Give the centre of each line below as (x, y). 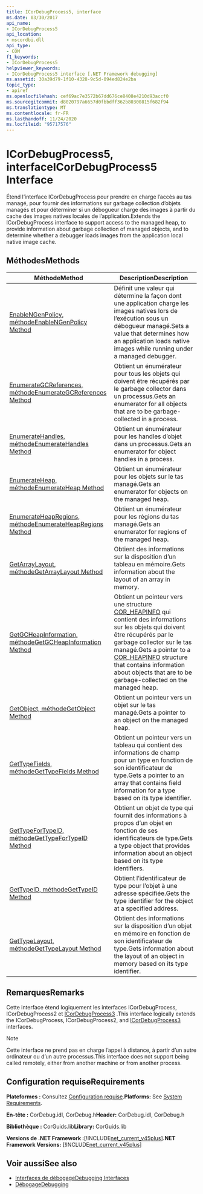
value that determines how (152, 333)
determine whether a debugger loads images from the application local (95, 235)
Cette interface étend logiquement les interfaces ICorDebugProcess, (92, 1007)
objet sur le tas (135, 704)
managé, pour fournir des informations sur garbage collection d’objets (94, 203)
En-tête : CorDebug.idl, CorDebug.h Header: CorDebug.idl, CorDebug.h (95, 1115)
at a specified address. (146, 908)
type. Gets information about (154, 948)
